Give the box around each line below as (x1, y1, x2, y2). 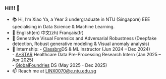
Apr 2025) (12, 57, 34, 63)
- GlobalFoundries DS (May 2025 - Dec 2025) (12, 62, 107, 68)
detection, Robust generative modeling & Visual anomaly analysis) (12, 41, 150, 47)
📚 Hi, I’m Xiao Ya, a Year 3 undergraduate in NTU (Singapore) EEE (12, 16, 150, 22)
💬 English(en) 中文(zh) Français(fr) (12, 30, 84, 36)
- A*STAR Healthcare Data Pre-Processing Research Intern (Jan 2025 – (12, 52, 161, 58)
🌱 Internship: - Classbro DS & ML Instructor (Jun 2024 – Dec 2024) (12, 46, 150, 52)
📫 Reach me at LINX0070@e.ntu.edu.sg (12, 68, 96, 74)
